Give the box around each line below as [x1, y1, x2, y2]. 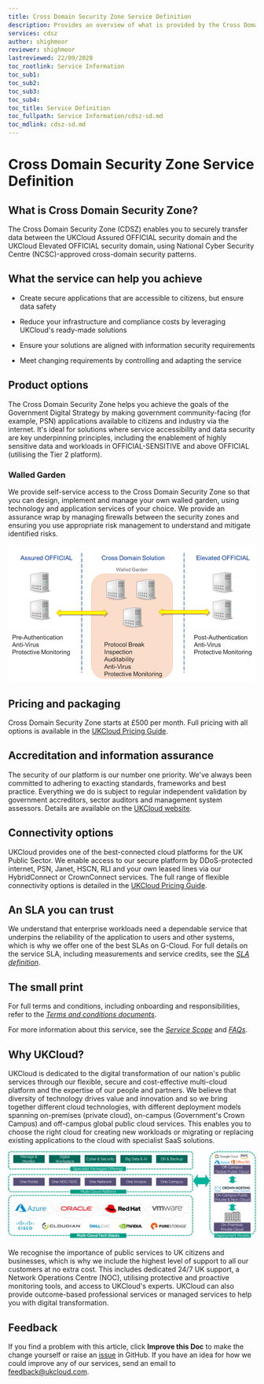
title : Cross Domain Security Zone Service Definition [8, 13, 192, 20]
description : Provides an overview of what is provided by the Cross [8, 20, 241, 29]
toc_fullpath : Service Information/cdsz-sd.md [8, 113, 163, 120]
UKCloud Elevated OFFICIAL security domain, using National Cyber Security [8, 241, 255, 250]
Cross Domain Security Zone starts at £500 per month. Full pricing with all [8, 718, 248, 727]
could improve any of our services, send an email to [8, 1359, 176, 1368]
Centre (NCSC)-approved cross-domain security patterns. [8, 250, 197, 259]
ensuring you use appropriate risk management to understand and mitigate [8, 520, 251, 530]
